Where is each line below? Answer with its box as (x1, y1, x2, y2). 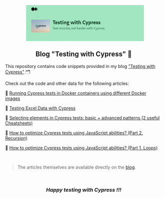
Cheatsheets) (5, 120, 33, 126)
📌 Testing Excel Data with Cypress (5, 105, 76, 111)
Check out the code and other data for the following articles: (5, 80, 130, 86)
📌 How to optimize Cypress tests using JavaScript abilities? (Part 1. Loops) (5, 144, 158, 150)
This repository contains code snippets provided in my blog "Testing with (5, 63, 156, 69)
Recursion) (5, 135, 28, 141)
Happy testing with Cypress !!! (46, 186, 122, 193)
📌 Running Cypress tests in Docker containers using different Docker (5, 90, 147, 96)
